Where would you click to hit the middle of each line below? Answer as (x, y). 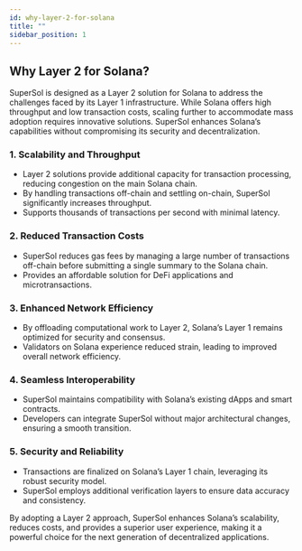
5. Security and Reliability (67, 452)
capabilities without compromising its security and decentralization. (135, 131)
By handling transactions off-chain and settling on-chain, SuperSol (146, 193)
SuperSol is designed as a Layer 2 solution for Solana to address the (136, 93)
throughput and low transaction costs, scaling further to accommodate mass (151, 112)
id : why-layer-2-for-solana (62, 18)
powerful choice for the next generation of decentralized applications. (139, 537)
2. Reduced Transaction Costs (77, 236)
